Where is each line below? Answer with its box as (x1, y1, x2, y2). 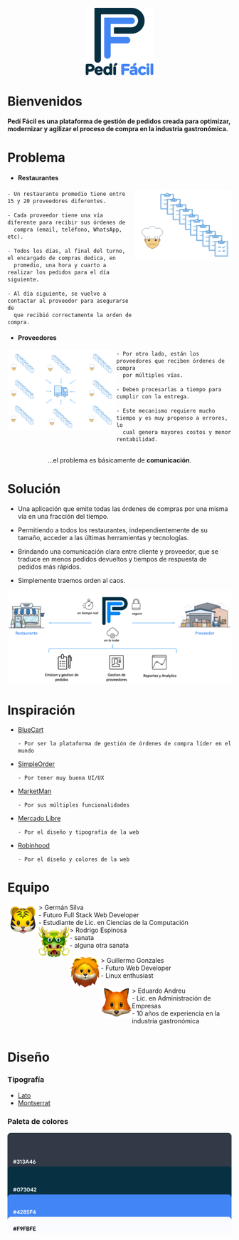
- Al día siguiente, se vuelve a (7, 290, 107, 297)
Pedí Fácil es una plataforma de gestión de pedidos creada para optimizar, (7, 117, 231, 125)
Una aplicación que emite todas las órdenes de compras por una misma (17, 504, 228, 513)
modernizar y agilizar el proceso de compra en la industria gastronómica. (7, 125, 229, 133)
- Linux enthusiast (100, 971, 154, 980)
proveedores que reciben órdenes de (116, 357, 225, 364)
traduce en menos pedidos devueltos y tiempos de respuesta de (17, 554, 208, 563)
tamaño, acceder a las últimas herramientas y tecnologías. (17, 533, 189, 542)
